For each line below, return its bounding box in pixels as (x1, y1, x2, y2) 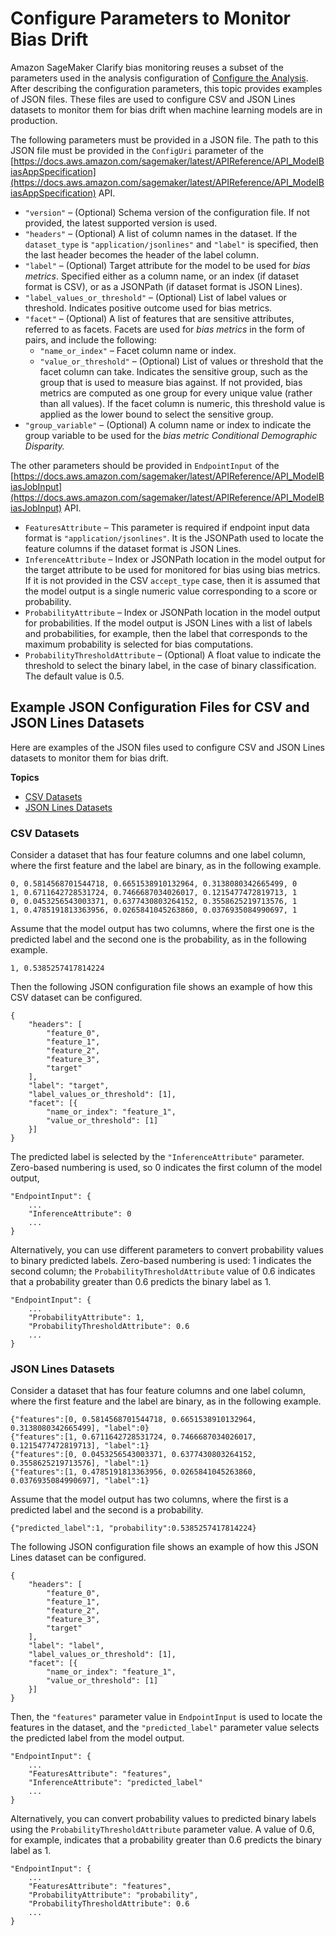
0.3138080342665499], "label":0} (10, 1423, 150, 1434)
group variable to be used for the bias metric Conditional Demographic (24, 429, 318, 441)
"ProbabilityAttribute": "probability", (28, 1890, 199, 1901)
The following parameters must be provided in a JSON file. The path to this (10, 133, 319, 146)
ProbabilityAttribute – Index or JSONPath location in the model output (24, 606, 321, 618)
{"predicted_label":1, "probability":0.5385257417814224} (10, 1523, 257, 1534)
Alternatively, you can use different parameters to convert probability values (10, 1244, 324, 1256)
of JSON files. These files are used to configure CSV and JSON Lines (10, 93, 296, 105)
